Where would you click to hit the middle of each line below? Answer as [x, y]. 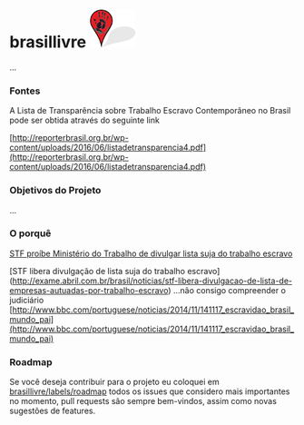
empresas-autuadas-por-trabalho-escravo [89, 290]
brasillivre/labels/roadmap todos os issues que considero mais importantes [150, 391]
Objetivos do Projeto [55, 191]
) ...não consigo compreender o [226, 290]
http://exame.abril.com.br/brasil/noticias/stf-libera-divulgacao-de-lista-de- [152, 281]
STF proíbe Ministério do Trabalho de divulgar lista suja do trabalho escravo [151, 253]
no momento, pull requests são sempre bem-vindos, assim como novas [143, 401]
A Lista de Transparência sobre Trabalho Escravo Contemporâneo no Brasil [150, 111]
